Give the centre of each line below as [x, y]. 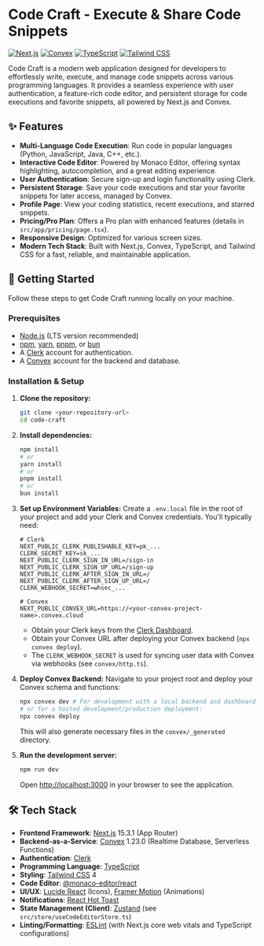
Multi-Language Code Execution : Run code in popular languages [126, 145]
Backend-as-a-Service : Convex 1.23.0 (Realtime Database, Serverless [134, 841]
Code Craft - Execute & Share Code [125, 15]
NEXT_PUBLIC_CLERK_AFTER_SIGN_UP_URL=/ [85, 581]
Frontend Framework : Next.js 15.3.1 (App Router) [99, 833]
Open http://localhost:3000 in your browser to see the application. [126, 785]
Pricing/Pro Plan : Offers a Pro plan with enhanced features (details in [132, 221]
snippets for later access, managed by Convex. [96, 195]
